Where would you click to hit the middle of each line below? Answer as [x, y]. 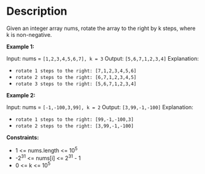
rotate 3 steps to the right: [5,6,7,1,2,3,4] [76, 84]
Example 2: [21, 95]
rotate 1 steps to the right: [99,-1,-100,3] [74, 119]
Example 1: [21, 47]
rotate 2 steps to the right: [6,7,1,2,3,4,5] [76, 77]
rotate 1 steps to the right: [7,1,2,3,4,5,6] [76, 71]
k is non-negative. [29, 34]
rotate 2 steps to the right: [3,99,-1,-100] [74, 126]
